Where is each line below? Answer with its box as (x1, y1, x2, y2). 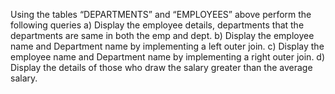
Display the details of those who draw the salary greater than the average (10, 62, 313, 73)
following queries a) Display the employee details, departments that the (10, 19, 305, 31)
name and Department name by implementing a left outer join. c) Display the (10, 40, 325, 52)
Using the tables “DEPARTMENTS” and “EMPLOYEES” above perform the (10, 9, 312, 20)
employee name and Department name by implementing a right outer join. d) (10, 51, 326, 63)
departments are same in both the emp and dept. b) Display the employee (10, 30, 315, 41)
